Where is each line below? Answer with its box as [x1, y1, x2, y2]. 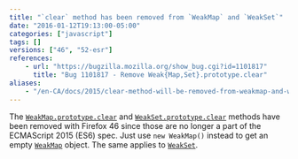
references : [9, 54, 53, 63]
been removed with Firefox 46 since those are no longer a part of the [9, 120, 262, 131]
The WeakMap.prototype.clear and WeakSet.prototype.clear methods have [9, 111, 281, 122]
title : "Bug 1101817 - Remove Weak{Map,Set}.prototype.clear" [32, 71, 268, 79]
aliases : [9, 79, 42, 87]
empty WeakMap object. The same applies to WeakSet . [9, 139, 199, 150]
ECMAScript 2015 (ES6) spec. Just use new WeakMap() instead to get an [9, 130, 269, 140]
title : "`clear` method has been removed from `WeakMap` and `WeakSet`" [9, 12, 284, 22]
